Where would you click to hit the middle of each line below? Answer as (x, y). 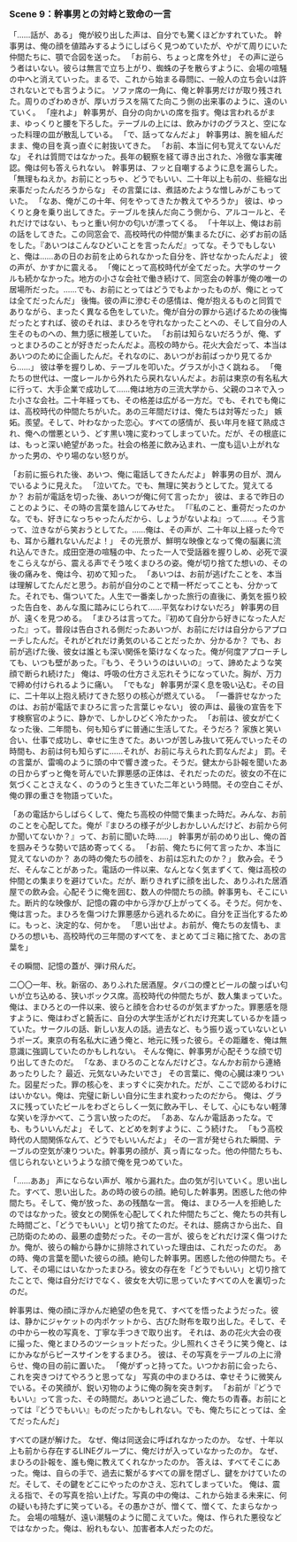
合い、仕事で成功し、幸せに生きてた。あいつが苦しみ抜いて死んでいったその (148, 740)
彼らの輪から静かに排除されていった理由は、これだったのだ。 (160, 1247)
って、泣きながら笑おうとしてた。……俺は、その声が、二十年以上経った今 (143, 530)
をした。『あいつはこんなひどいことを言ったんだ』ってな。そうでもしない (142, 245)
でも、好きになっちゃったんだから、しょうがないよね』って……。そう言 (155, 519)
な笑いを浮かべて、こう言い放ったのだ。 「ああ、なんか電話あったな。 (138, 1118)
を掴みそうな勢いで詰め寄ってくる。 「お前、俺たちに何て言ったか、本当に (145, 848)
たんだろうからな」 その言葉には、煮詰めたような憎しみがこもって (160, 190)
